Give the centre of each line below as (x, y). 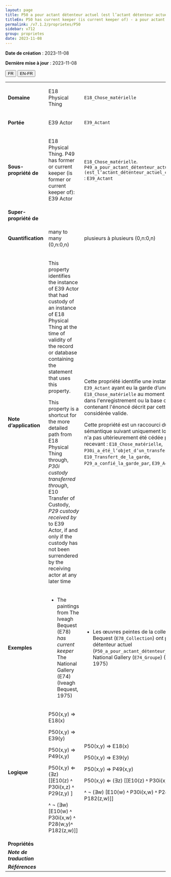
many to (58, 232)
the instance (63, 282)
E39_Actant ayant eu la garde (118, 387)
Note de (18, 852)
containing (61, 359)
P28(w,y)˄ (61, 824)
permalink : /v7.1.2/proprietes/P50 (43, 24)
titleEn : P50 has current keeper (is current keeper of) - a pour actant (85, 19)
